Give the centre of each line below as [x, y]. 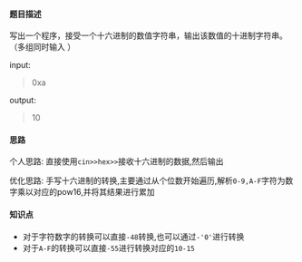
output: [23, 101]
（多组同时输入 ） [42, 47]
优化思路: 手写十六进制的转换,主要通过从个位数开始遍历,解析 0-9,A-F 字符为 [147, 180]
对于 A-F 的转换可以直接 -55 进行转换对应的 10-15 [108, 247]
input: [20, 65]
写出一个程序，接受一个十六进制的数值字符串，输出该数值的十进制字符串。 [148, 35]
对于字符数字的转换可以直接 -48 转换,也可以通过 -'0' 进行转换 [133, 237]
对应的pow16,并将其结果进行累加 [94, 192]
